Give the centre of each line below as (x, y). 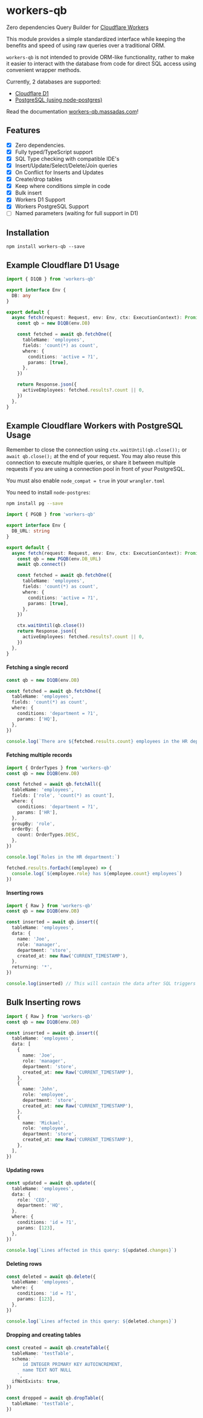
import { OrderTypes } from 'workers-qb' (59, 768)
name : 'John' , (40, 1089)
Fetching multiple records (39, 755)
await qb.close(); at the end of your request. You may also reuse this (94, 456)
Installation (28, 232)
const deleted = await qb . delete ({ (51, 1277)
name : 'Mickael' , (44, 1123)
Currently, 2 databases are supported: (54, 82)
